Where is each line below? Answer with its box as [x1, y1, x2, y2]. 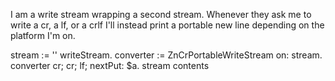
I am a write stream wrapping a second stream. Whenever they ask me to [10, 9, 312, 20]
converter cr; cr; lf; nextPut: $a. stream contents [10, 60, 210, 71]
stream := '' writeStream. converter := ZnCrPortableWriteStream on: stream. [10, 49, 323, 61]
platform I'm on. [10, 30, 76, 41]
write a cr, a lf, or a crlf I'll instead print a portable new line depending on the [10, 19, 325, 31]
